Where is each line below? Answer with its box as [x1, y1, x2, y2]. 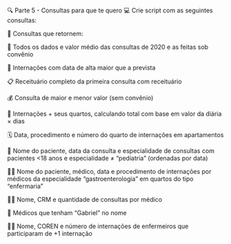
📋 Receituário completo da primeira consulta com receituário [7, 77, 182, 85]
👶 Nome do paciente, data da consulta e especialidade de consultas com [7, 147, 215, 154]
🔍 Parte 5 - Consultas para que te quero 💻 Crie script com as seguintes [7, 6, 213, 14]
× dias [7, 117, 26, 125]
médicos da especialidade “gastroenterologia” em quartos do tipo [7, 175, 194, 183]
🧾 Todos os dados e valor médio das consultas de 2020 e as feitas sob [7, 43, 209, 51]
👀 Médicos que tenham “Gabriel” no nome [7, 209, 127, 216]
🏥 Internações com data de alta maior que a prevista [7, 63, 156, 72]
